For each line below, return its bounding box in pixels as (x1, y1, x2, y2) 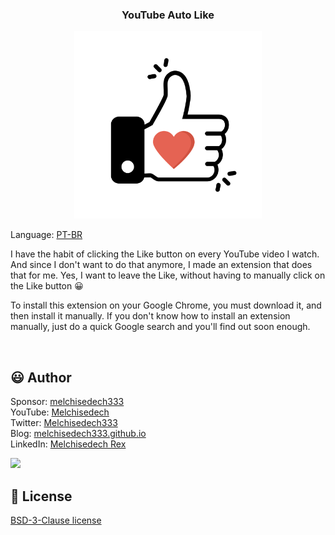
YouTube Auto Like (121, 8, 215, 22)
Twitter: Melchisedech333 (10, 417, 118, 429)
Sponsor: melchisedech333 (10, 396, 125, 408)
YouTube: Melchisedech (10, 406, 110, 418)
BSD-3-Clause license (10, 514, 102, 526)
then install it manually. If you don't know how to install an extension (10, 310, 291, 322)
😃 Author (10, 369, 72, 386)
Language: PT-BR (10, 229, 83, 241)
